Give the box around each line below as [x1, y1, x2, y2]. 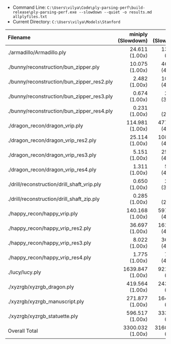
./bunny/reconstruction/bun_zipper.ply [8, 64, 100, 70]
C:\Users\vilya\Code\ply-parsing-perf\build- [47, 5, 146, 10]
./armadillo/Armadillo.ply [8, 49, 67, 56]
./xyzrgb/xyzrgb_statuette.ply [8, 313, 78, 320]
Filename [8, 34, 31, 41]
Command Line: [12, 5, 46, 10]
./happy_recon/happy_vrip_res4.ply [8, 254, 92, 261]
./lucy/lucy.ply [8, 269, 42, 276]
